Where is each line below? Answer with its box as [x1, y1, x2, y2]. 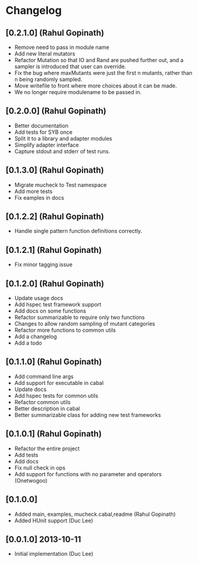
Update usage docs [14, 294, 64, 302]
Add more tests [14, 188, 53, 195]
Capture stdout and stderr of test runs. [14, 147, 111, 154]
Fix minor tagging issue [14, 261, 73, 269]
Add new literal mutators [14, 50, 76, 57]
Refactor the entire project [14, 445, 80, 452]
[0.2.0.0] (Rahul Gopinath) [5, 106, 107, 116]
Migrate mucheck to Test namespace [14, 181, 107, 188]
